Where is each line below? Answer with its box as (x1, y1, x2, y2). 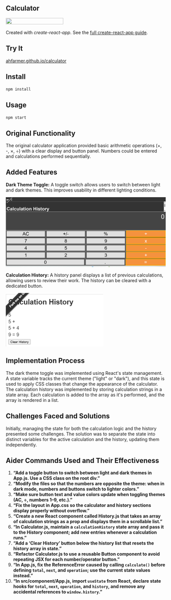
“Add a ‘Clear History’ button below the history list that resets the (13, 540, 154, 547)
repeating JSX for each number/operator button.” (13, 556, 120, 562)
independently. (6, 442, 37, 448)
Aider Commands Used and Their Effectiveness (6, 456, 159, 465)
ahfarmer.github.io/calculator (6, 58, 66, 64)
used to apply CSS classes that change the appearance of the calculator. (6, 380, 158, 387)
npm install (6, 87, 31, 92)
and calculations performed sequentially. (6, 153, 91, 159)
